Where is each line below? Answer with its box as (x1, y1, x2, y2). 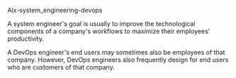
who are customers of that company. (7, 63, 115, 71)
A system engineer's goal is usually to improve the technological (7, 20, 196, 27)
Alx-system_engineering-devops (7, 6, 103, 14)
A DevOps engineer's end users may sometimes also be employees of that (7, 48, 225, 56)
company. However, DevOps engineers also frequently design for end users (7, 56, 229, 64)
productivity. (7, 34, 45, 43)
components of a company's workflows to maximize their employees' (7, 27, 210, 35)
